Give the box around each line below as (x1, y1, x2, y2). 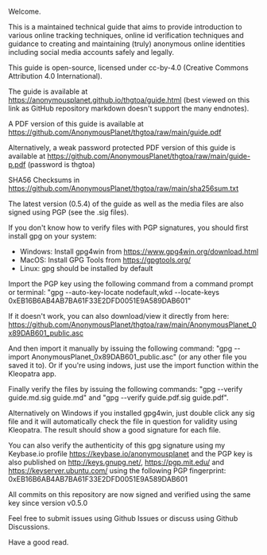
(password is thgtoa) (27, 160, 95, 169)
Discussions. (8, 522, 50, 531)
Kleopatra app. (8, 369, 57, 378)
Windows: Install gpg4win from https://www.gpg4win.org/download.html (19, 246, 259, 256)
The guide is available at (8, 87, 88, 96)
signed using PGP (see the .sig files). (8, 208, 130, 217)
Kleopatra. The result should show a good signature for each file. (8, 425, 221, 434)
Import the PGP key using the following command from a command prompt (8, 279, 253, 289)
